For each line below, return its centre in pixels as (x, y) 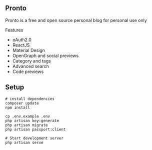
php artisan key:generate (32, 120)
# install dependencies (30, 99)
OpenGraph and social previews (45, 55)
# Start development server (34, 138)
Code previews (28, 71)
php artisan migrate (27, 125)
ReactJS (21, 45)
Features (14, 30)
